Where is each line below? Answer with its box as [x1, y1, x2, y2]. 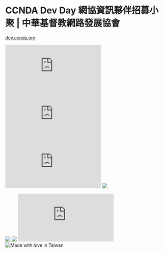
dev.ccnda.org [5, 34, 36, 41]
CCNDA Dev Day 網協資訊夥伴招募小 [5, 5, 159, 16]
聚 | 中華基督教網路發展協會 [5, 17, 120, 29]
